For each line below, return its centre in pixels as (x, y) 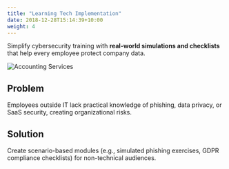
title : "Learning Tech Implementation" (64, 13)
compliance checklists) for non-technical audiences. (82, 158)
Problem (26, 88)
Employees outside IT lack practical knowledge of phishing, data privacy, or (114, 105)
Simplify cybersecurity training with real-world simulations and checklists (113, 46)
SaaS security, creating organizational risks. (70, 112)
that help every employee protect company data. (77, 53)
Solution (26, 134)
